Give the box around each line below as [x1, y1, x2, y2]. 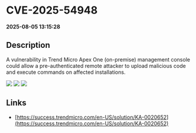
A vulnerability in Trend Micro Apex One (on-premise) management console [6, 56, 191, 63]
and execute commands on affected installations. [6, 69, 126, 76]
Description [6, 40, 50, 50]
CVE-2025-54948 [6, 4, 98, 17]
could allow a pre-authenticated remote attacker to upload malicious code [6, 62, 186, 69]
